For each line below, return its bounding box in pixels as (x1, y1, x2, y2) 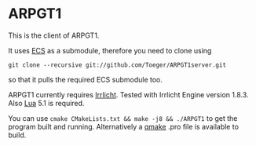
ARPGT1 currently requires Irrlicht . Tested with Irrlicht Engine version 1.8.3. (8, 89, 249, 99)
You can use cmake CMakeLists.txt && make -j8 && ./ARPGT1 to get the (8, 113, 238, 122)
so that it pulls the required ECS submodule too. (8, 75, 163, 84)
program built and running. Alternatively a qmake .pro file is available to (8, 122, 240, 131)
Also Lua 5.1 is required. (8, 98, 85, 108)
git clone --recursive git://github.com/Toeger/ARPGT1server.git (8, 60, 226, 69)
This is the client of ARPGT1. (8, 31, 100, 40)
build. (8, 130, 27, 140)
